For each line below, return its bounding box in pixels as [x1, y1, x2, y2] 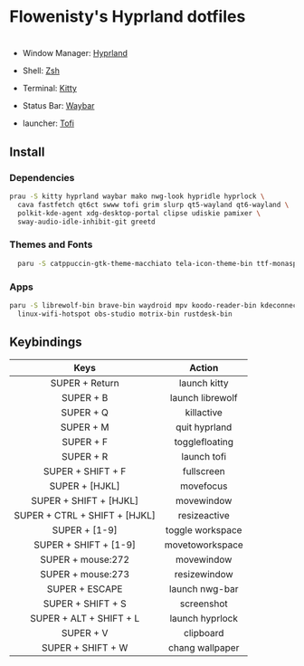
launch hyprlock [169, 612, 238, 624]
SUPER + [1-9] [52, 523, 118, 536]
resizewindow [174, 567, 233, 580]
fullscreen [182, 464, 225, 477]
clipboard [184, 626, 224, 639]
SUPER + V [61, 626, 109, 639]
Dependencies [9, 171, 75, 184]
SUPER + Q [61, 405, 109, 418]
